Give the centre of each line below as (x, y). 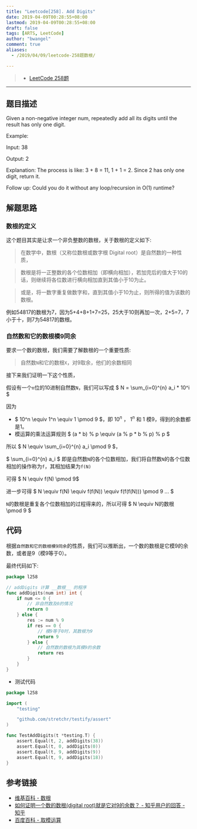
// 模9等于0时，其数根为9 (65, 631)
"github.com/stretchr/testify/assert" (64, 719)
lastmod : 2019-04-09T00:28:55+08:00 (51, 22)
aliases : (17, 50)
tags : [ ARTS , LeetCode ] (35, 34)
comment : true (23, 45)
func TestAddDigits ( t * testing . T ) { (51, 736)
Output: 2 (18, 159)
